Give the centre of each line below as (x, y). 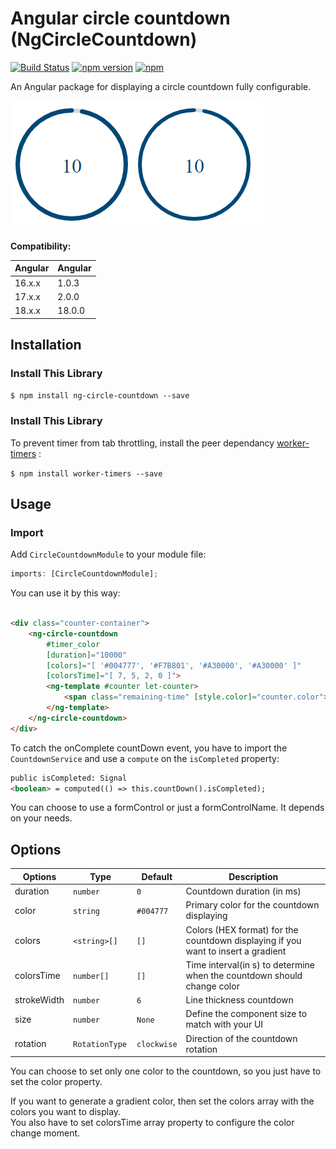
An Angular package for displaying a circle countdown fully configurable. (161, 86)
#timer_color (73, 644)
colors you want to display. (66, 1112)
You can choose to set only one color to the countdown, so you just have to (166, 1071)
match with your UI (224, 1024)
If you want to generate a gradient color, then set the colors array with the (162, 1101)
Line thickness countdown (239, 1000)
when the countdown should (244, 975)
